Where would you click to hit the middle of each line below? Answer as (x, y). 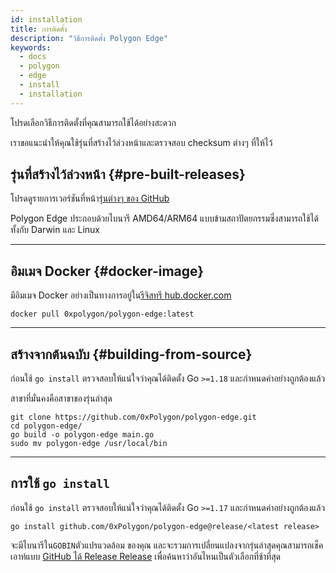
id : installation (46, 19)
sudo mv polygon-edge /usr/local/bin (89, 444)
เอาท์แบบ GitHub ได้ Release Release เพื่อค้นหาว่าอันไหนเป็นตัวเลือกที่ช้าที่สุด (145, 556)
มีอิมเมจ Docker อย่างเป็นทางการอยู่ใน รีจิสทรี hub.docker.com (121, 295)
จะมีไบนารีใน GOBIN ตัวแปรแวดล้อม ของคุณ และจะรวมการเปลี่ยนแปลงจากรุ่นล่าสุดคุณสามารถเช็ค (167, 545)
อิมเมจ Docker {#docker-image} (107, 271)
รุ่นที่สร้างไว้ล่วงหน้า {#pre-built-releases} (128, 174)
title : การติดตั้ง (39, 29)
